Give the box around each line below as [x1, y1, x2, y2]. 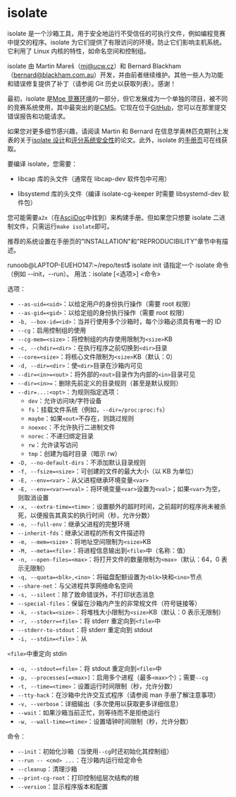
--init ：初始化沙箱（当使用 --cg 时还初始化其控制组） [17, 747, 173, 755]
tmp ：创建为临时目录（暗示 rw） [27, 449, 121, 457]
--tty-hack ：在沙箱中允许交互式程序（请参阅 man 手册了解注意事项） [17, 691, 220, 699]
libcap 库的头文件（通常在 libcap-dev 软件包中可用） [17, 174, 171, 183]
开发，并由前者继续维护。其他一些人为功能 [99, 70, 224, 79]
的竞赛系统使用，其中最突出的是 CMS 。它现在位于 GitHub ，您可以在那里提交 [7, 103, 227, 111]
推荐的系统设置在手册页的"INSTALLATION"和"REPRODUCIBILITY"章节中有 [7, 237, 223, 245]
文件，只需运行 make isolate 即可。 [13, 222, 113, 230]
